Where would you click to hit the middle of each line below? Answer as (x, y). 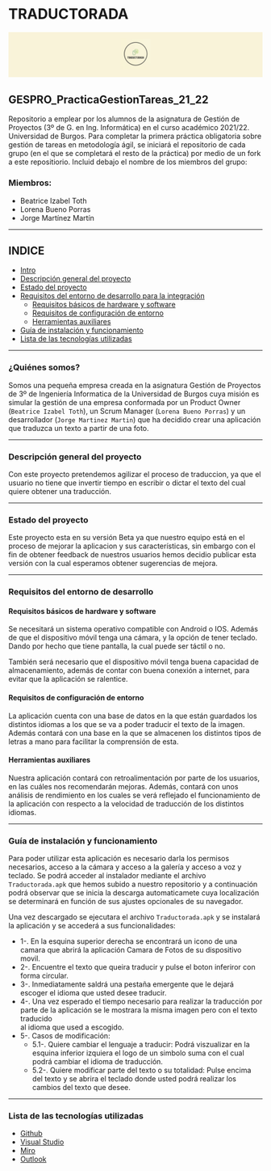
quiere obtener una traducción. (60, 492)
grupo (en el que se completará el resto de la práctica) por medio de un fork (135, 154)
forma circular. (44, 976)
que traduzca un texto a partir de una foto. (79, 428)
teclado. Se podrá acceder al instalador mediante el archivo (107, 876)
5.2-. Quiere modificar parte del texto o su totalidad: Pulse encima (142, 1070)
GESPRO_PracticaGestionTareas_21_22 (108, 99)
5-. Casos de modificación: (65, 1036)
